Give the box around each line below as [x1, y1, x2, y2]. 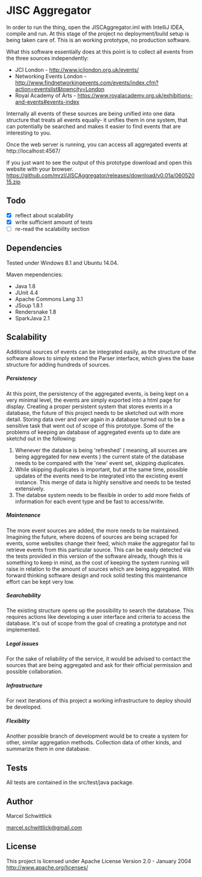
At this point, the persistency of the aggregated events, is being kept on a [6, 390, 189, 397]
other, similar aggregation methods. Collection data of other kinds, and [6, 739, 182, 746]
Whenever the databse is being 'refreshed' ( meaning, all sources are [14, 446, 188, 454]
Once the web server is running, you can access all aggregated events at [6, 141, 188, 148]
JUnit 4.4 [14, 289, 39, 296]
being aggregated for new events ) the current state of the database [14, 453, 185, 460]
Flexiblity [6, 717, 30, 724]
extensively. [14, 485, 45, 492]
